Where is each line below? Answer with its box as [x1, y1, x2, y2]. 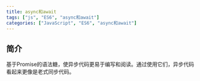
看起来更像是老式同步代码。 [6, 68, 75, 76]
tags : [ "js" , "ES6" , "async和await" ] [6, 14, 100, 20]
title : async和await [6, 8, 57, 15]
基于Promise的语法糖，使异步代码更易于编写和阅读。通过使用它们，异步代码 [6, 61, 195, 68]
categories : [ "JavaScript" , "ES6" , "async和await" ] [6, 20, 137, 26]
